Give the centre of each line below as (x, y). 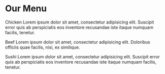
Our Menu (26, 9)
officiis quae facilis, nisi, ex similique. (43, 47)
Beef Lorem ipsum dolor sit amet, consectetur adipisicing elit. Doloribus (78, 42)
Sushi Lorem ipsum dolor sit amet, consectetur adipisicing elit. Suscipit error (82, 56)
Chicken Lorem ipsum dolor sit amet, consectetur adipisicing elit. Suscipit (80, 22)
